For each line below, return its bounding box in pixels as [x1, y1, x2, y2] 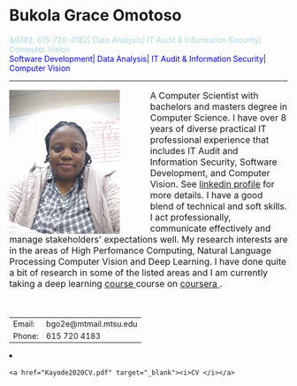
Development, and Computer [149, 166, 270, 179]
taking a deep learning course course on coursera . [9, 277, 223, 289]
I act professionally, [149, 211, 232, 223]
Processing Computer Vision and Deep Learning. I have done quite [9, 255, 287, 267]
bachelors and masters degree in [149, 100, 288, 112]
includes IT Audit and [149, 144, 239, 157]
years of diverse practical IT [149, 122, 267, 135]
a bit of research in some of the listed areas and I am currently [9, 266, 268, 279]
